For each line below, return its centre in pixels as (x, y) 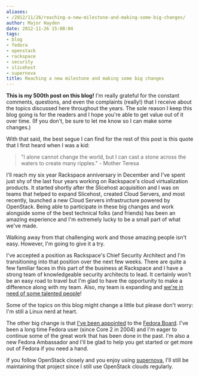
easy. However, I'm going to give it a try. (56, 244)
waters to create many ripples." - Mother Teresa (80, 163)
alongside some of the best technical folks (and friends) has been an (91, 213)
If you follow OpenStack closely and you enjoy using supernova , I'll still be (97, 360)
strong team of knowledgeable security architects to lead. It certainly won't (99, 275)
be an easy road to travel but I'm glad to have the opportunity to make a (94, 281)
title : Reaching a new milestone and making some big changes (85, 78)
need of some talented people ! (44, 293)
